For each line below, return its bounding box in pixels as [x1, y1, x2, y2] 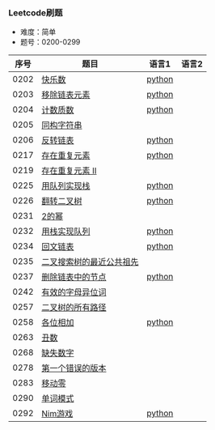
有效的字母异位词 [41, 287, 107, 298]
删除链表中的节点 [41, 271, 107, 283]
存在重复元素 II [41, 165, 97, 177]
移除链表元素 [41, 89, 91, 100]
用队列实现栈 [41, 181, 91, 192]
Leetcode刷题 [8, 6, 63, 18]
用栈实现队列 [41, 226, 91, 237]
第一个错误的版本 [41, 363, 107, 374]
